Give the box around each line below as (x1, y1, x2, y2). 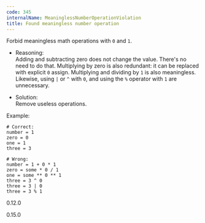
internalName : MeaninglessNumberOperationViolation (6, 15, 141, 21)
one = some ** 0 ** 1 (6, 173, 62, 179)
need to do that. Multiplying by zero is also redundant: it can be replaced (15, 62, 199, 69)
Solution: (15, 93, 38, 101)
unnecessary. (15, 82, 50, 89)
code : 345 (6, 9, 32, 15)
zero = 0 (6, 135, 29, 141)
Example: (6, 112, 30, 120)
